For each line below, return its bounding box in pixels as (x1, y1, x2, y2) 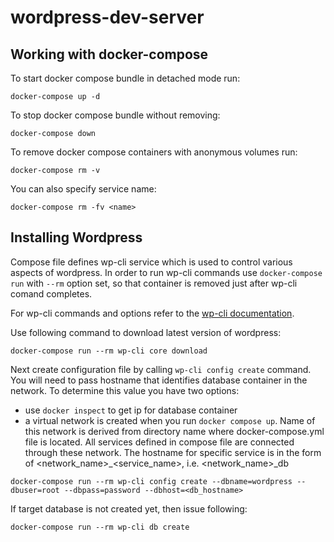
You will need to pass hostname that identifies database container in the (10, 374, 308, 386)
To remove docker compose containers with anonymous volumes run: (10, 146, 298, 158)
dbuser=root (10, 485, 60, 495)
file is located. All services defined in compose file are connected (24, 436, 295, 448)
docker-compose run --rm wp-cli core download (10, 346, 208, 356)
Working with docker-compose (10, 46, 209, 63)
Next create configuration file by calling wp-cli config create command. (10, 363, 312, 375)
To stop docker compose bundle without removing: (10, 109, 221, 121)
